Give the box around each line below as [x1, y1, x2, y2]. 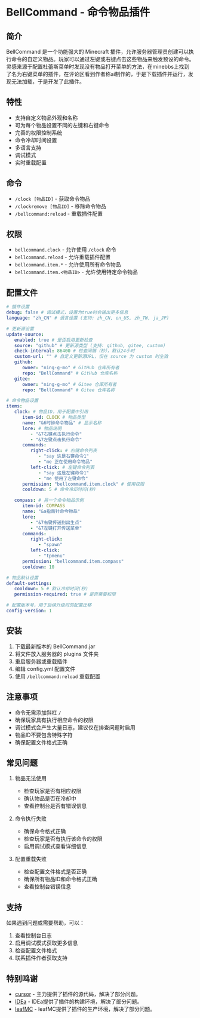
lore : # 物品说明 [21, 425, 61, 431]
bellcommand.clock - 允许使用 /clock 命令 [14, 246, 116, 253]
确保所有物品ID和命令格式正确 [23, 876, 97, 883]
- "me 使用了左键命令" [38, 476, 88, 482]
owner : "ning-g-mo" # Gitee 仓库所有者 [21, 381, 117, 387]
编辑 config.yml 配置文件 [14, 665, 76, 672]
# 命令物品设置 [6, 398, 39, 404]
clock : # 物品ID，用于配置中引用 [14, 409, 88, 415]
